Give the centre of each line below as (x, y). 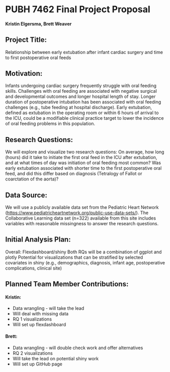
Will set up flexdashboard (39, 325)
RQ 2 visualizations (33, 353)
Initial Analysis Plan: (38, 240)
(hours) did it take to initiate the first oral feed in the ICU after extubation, (81, 157)
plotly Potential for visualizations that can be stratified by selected (74, 257)
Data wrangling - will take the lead (48, 308)
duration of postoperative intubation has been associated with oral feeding (83, 102)
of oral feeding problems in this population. (50, 124)
